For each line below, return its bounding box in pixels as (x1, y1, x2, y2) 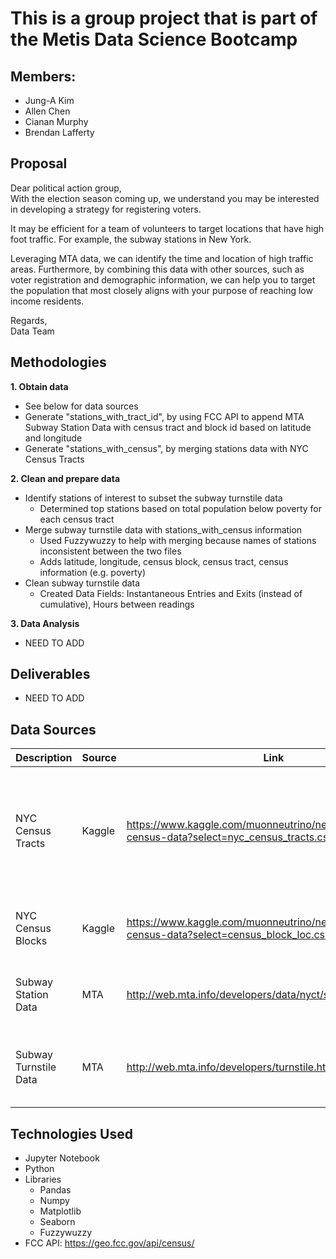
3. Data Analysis (10, 617, 80, 629)
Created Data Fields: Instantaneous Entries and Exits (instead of (39, 587, 303, 599)
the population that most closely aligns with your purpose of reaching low (10, 284, 313, 296)
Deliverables (10, 666, 91, 683)
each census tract (39, 513, 115, 525)
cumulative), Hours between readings (39, 598, 195, 610)
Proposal (10, 155, 68, 172)
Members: (10, 68, 77, 85)
